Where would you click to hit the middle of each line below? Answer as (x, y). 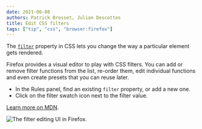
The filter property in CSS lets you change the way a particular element (98, 46)
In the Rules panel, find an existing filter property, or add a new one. (103, 89)
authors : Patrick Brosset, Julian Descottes (64, 18)
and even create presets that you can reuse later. (68, 77)
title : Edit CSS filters (38, 23)
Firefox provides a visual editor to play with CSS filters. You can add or (95, 64)
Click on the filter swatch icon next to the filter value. (81, 96)
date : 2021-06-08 (28, 12)
